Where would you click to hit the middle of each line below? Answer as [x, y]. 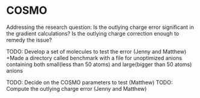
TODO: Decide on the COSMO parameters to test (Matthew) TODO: [89, 82]
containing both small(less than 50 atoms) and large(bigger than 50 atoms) [99, 64]
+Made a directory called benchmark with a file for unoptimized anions [94, 58]
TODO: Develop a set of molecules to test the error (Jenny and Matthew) [96, 51]
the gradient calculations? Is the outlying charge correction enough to [93, 33]
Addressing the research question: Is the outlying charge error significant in [100, 27]
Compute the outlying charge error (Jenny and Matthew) [77, 88]
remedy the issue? [29, 40]
